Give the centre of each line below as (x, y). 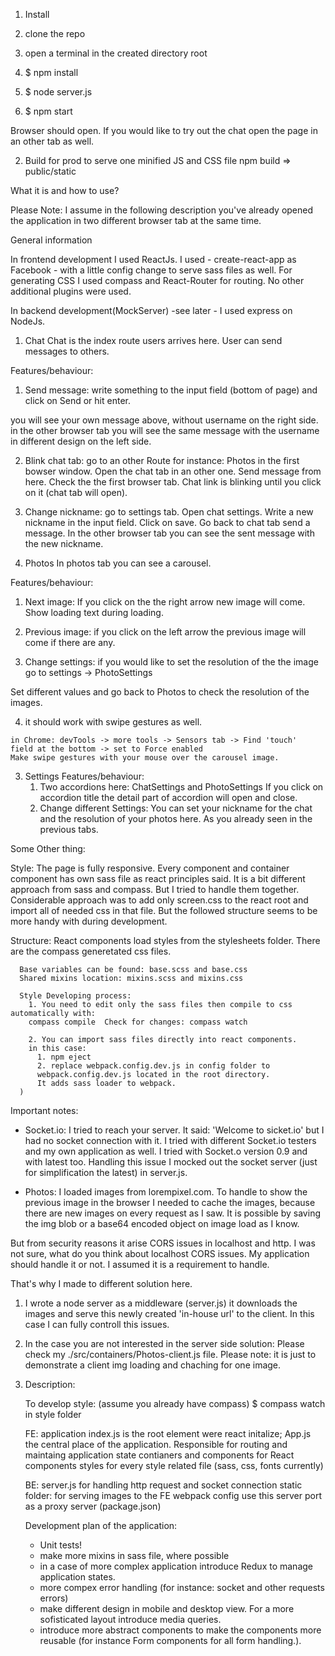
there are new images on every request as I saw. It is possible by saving (172, 1213)
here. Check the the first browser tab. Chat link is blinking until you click (173, 482)
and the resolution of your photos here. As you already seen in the (176, 818)
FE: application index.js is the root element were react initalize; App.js (168, 1433)
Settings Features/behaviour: (84, 776)
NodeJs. (28, 321)
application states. (77, 1577)
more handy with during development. (89, 921)
